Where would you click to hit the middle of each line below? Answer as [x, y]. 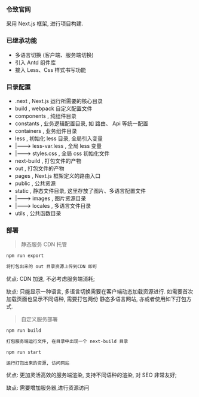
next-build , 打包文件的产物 [48, 160]
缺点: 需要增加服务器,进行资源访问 [48, 388]
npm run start [24, 352]
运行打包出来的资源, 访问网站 [38, 363]
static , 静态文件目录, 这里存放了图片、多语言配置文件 [80, 190]
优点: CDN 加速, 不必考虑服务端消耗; [50, 278]
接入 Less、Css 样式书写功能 [50, 69]
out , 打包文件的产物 [39, 168]
